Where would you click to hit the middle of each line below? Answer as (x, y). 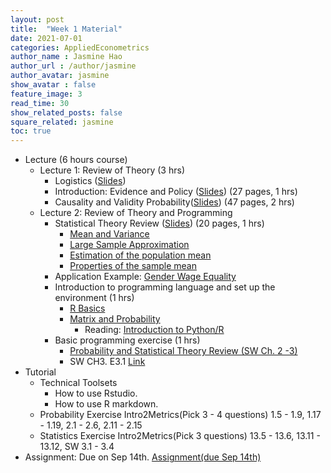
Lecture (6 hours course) (76, 160)
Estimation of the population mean (140, 255)
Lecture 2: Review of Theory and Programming (136, 213)
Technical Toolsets (78, 383)
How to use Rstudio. (96, 393)
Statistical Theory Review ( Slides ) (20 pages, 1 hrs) (159, 223)
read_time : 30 (40, 103)
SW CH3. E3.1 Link (107, 362)
